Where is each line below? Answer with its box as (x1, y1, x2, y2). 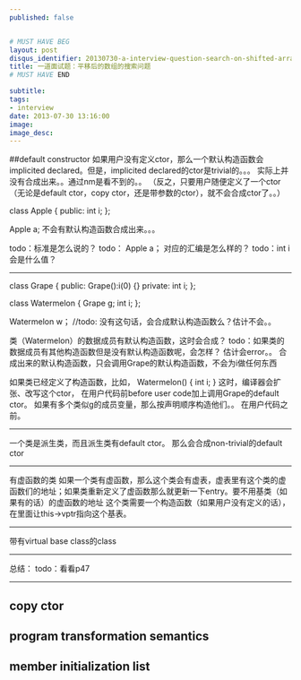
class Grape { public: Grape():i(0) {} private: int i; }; (9, 280, 196, 291)
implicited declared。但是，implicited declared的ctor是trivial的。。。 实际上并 (9, 165, 289, 176)
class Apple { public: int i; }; (9, 205, 111, 216)
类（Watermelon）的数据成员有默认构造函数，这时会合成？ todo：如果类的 (9, 335, 285, 346)
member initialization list (9, 659, 150, 675)
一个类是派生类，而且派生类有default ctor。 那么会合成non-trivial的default (9, 438, 283, 449)
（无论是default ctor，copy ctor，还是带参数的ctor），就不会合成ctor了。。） (9, 187, 285, 198)
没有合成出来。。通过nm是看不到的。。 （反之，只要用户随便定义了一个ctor (9, 176, 281, 187)
